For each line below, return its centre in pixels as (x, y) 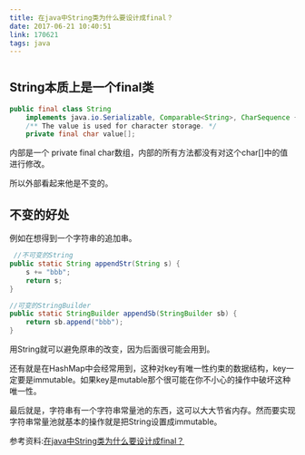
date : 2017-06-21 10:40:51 (60, 26)
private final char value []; (81, 134)
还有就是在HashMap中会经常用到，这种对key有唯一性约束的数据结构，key (148, 369)
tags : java (30, 43)
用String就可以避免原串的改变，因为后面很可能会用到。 (112, 349)
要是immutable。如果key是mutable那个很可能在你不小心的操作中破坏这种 (154, 380)
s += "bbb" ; (48, 272)
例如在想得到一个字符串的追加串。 (73, 238)
